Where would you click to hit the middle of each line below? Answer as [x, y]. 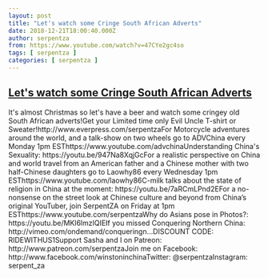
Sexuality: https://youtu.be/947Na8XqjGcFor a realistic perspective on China [134, 155]
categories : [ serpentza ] [53, 61]
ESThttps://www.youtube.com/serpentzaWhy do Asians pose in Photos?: [128, 214]
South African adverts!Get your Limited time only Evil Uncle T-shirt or [122, 120]
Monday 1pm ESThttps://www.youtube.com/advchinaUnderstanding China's [134, 146]
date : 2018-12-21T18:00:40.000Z [62, 30]
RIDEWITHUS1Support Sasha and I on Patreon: [85, 240]
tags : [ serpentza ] [43, 53]
